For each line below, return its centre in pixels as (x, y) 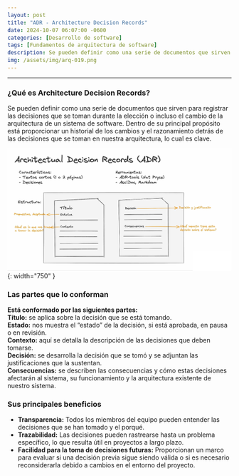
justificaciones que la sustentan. (55, 363)
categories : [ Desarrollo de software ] (65, 38)
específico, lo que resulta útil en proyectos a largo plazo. (101, 442)
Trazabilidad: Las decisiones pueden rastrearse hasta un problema (116, 435)
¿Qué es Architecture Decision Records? (79, 93)
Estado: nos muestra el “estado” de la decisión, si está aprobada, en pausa (117, 325)
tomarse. (20, 348)
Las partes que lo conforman (58, 294)
